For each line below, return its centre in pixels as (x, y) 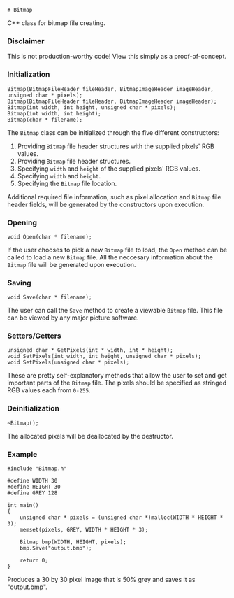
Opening (22, 222)
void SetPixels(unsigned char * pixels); (68, 363)
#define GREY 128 (32, 493)
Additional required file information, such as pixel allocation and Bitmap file (114, 197)
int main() (23, 506)
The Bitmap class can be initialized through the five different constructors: (113, 132)
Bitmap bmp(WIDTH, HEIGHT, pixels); (73, 542)
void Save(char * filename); (50, 297)
